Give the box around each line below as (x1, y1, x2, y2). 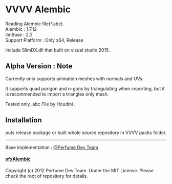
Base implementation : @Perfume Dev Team (5, 144, 99, 150)
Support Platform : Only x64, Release (5, 37, 83, 43)
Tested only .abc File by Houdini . (5, 101, 76, 107)
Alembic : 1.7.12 (5, 26, 37, 32)
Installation (5, 116, 42, 124)
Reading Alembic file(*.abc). (5, 21, 64, 27)
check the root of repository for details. (5, 173, 88, 179)
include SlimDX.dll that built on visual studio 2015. (5, 47, 110, 53)
